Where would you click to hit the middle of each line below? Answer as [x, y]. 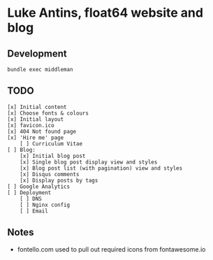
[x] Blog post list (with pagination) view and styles [101, 168]
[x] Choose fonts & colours [48, 113]
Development [37, 53]
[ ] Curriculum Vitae [51, 144]
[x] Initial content [37, 107]
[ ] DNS [31, 198]
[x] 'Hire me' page [36, 138]
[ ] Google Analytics [39, 187]
